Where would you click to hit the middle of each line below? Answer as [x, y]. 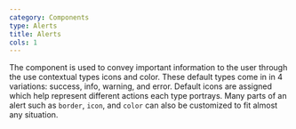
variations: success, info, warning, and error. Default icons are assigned [141, 86]
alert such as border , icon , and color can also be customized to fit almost [144, 105]
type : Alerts [33, 26]
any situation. [34, 115]
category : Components [49, 17]
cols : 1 [24, 42]
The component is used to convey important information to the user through [148, 68]
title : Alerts [36, 34]
